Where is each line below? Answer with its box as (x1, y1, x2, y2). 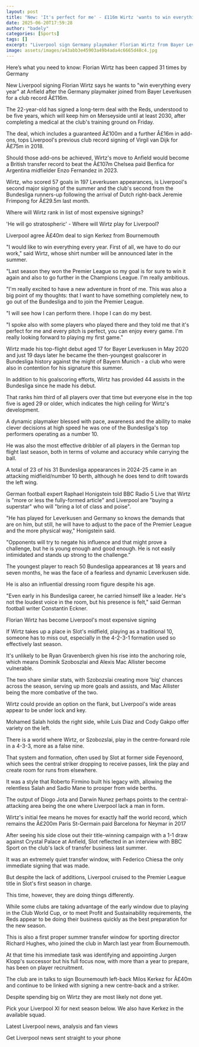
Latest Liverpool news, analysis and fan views (6, 1023, 118, 1030)
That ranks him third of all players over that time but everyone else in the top (6, 393, 192, 400)
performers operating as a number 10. (6, 430, 99, 437)
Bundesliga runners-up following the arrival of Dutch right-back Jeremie (6, 191, 182, 198)
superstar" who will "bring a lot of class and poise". (6, 503, 131, 510)
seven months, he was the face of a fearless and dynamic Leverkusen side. (6, 569, 191, 576)
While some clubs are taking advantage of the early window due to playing (6, 902, 188, 910)
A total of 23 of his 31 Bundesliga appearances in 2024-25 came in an (6, 466, 176, 473)
